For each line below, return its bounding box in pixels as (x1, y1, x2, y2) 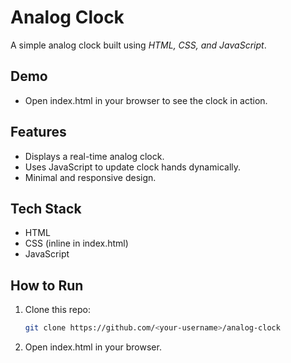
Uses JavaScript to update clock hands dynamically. (24, 161, 242, 173)
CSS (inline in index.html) (24, 237, 129, 250)
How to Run (10, 277, 84, 294)
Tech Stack (10, 200, 82, 217)
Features (10, 124, 67, 141)
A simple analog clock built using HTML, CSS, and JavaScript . (10, 39, 267, 51)
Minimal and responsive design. (24, 171, 157, 183)
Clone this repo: (24, 304, 91, 316)
